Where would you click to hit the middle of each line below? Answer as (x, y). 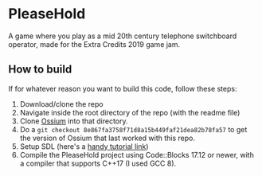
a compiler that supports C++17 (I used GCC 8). (98, 163)
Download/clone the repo (61, 104)
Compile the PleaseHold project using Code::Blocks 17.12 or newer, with (137, 154)
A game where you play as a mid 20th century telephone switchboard (123, 36)
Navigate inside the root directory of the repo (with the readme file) (130, 112)
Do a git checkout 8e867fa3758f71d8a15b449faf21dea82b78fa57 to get (133, 129)
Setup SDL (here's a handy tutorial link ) (84, 146)
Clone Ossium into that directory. (74, 121)
